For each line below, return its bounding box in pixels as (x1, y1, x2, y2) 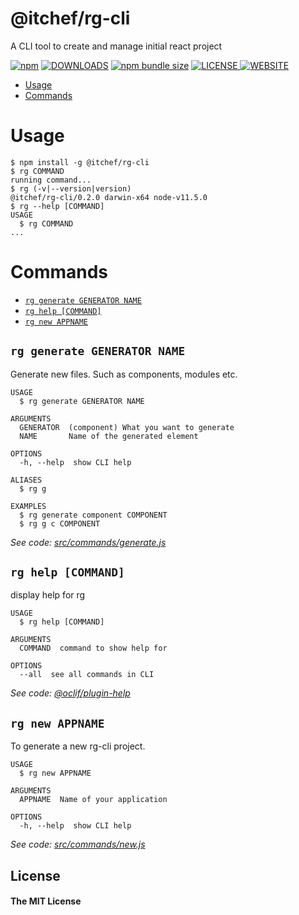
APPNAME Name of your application (19, 795, 168, 805)
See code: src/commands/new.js (10, 838, 146, 851)
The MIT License (10, 895, 82, 907)
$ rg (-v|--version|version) (10, 183, 132, 194)
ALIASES (10, 475, 43, 485)
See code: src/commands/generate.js (10, 536, 167, 548)
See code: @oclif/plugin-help (10, 687, 131, 699)
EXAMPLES (10, 501, 47, 511)
